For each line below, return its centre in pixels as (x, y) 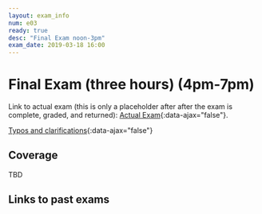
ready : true (28, 30)
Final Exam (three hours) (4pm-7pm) (131, 85)
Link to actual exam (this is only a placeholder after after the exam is (121, 107)
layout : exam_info (39, 16)
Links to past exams (59, 200)
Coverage (33, 156)
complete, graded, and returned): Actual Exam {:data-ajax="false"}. (119, 115)
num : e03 (23, 23)
